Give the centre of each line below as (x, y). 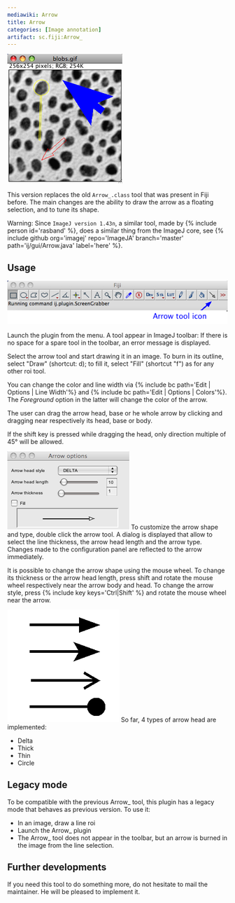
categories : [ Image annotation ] (54, 29)
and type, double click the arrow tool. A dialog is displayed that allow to (110, 535)
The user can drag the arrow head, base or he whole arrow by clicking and (115, 413)
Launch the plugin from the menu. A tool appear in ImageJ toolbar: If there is (117, 335)
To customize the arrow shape (175, 527)
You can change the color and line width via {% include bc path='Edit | (109, 385)
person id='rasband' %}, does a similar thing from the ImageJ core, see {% (115, 230)
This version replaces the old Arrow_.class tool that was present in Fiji (108, 195)
